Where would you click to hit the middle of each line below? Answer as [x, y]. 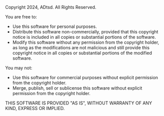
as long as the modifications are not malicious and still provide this [81, 48]
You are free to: [21, 17]
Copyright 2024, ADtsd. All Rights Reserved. [51, 7]
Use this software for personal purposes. [54, 26]
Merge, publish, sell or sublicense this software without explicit [77, 88]
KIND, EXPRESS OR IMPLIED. [35, 108]
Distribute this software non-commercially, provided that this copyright [85, 32]
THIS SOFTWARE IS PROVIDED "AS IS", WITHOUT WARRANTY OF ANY [79, 103]
